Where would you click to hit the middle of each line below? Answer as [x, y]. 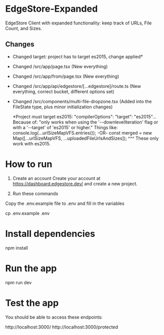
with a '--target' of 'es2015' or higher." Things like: [65, 127]
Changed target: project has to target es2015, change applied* [78, 56]
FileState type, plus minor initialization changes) [63, 107]
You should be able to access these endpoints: [54, 317]
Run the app [31, 268]
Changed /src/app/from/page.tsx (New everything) [66, 76]
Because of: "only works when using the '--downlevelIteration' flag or [85, 122]
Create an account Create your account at [56, 178]
